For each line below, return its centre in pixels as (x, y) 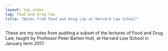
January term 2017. (25, 44)
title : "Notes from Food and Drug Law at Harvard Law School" (72, 19)
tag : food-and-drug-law (30, 14)
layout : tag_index (24, 10)
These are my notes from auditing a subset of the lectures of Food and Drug (84, 33)
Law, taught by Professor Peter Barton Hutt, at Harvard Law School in (77, 38)
